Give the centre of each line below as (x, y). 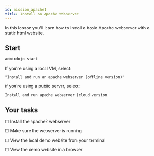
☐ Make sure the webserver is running (44, 131)
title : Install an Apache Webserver (42, 14)
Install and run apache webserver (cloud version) (57, 95)
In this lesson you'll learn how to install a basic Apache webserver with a (77, 28)
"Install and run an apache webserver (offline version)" (65, 77)
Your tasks (22, 110)
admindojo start (21, 59)
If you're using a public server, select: (43, 86)
